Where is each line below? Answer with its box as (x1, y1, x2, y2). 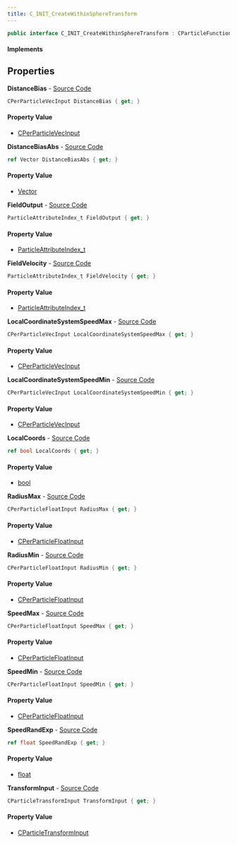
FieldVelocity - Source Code (7, 259, 92, 268)
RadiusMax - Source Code (7, 492, 86, 501)
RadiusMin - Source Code (7, 550, 84, 559)
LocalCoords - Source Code (7, 434, 90, 442)
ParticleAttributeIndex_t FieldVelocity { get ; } (7, 273, 157, 280)
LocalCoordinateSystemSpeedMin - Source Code (7, 376, 155, 384)
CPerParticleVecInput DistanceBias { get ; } (7, 97, 140, 105)
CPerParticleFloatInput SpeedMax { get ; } (7, 622, 134, 629)
